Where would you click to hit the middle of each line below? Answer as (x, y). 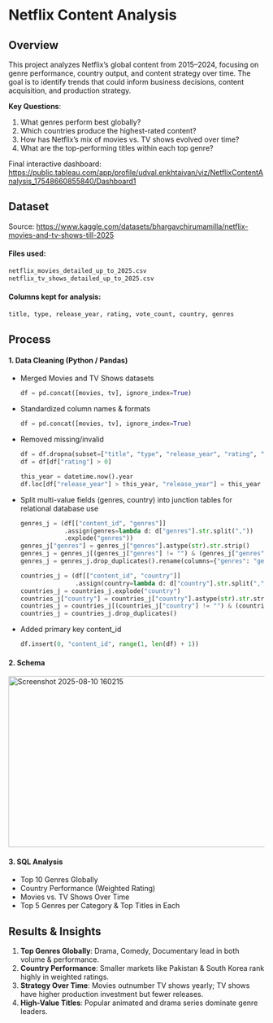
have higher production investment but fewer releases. (112, 994)
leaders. (34, 1012)
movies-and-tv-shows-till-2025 (61, 235)
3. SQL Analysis (36, 862)
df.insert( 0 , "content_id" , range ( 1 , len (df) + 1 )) (109, 644)
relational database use (59, 508)
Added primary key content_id (71, 630)
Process (30, 340)
